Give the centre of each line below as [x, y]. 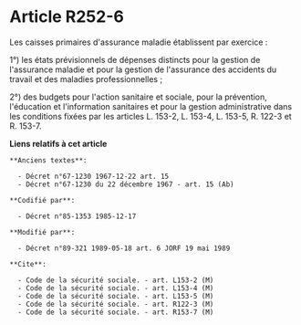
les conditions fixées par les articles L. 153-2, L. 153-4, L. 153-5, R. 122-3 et [150, 116]
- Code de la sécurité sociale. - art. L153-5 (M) [116, 296]
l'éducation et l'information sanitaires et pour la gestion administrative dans [151, 106]
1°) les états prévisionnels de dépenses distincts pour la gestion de [135, 59]
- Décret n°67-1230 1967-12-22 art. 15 [93, 176]
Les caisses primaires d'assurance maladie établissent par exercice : [139, 42]
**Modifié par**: [42, 232]
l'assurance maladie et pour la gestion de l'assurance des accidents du [143, 69]
